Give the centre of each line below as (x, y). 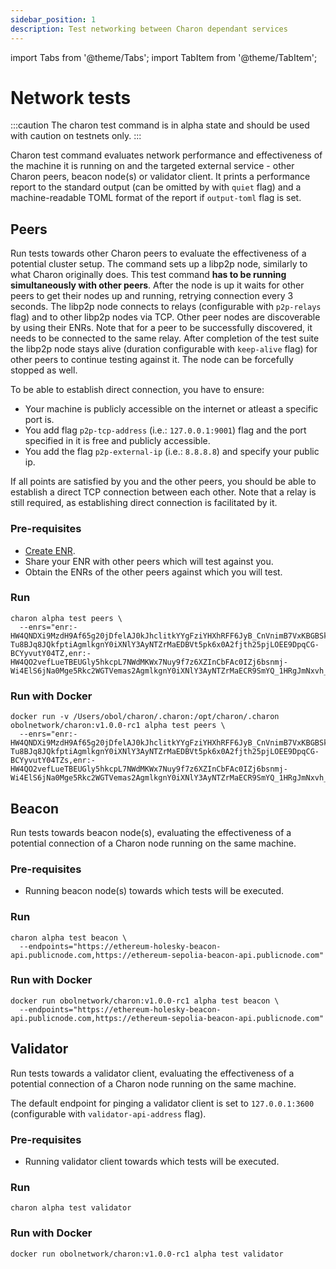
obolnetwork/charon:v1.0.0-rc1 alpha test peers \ (118, 726)
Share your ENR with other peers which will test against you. (149, 561)
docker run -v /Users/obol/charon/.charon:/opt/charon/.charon (145, 717)
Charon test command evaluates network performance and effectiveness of (166, 155)
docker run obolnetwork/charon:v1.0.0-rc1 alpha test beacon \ (145, 1001)
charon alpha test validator (71, 1208)
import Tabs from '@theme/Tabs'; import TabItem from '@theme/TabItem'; (164, 57)
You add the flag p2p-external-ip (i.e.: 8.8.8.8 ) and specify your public (172, 452)
